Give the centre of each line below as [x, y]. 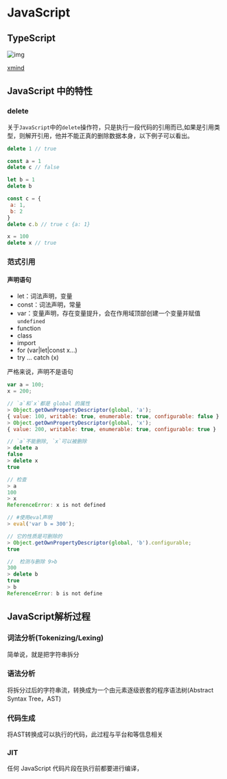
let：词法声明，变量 [45, 296]
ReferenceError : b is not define [55, 593]
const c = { [24, 199]
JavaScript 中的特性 [50, 91]
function [29, 329]
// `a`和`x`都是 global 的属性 [49, 404]
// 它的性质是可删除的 [35, 536]
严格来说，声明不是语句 [40, 372]
